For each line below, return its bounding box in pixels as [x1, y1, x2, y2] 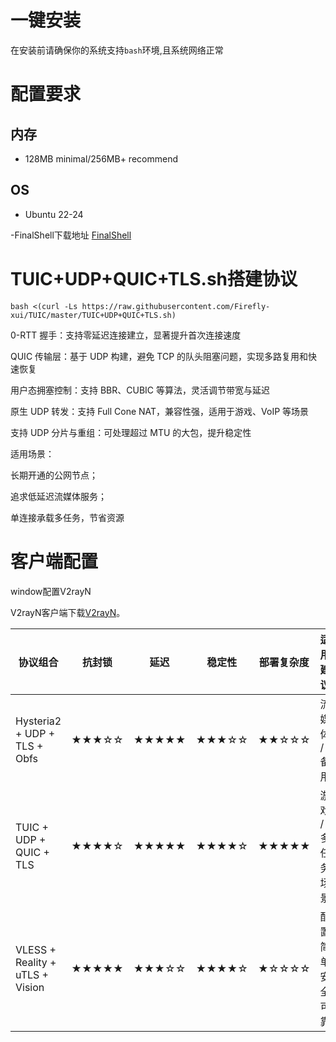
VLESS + [15, 942, 57, 956]
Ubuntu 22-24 [24, 208, 84, 220]
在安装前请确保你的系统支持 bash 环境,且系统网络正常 [10, 44, 224, 56]
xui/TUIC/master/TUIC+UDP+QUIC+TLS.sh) [10, 310, 177, 320]
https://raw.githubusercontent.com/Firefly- [81, 301, 271, 311]
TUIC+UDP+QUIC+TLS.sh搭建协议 [10, 267, 298, 290]
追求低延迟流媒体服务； [10, 490, 107, 502]
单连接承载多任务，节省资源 [10, 511, 125, 523]
